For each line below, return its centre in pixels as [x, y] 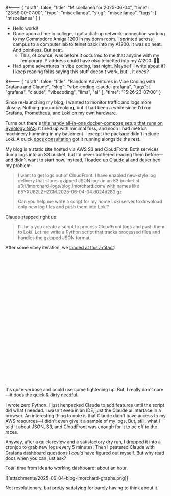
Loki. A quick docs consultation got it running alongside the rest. [73, 139]
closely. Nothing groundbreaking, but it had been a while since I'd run [78, 108]
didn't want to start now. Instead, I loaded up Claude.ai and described [88, 160]
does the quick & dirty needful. [46, 395]
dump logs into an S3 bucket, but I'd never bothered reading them [75, 155]
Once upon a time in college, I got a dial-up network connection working [89, 33]
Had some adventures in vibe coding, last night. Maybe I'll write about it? [89, 66]
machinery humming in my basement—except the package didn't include [82, 134]
